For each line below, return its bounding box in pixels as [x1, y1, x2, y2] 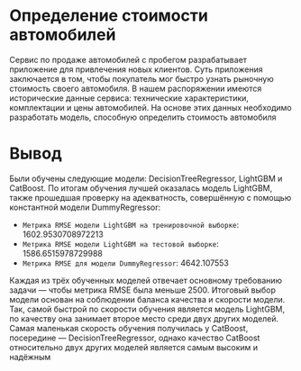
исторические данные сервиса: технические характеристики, [9, 92, 250, 104]
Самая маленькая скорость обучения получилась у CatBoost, [9, 322, 249, 333]
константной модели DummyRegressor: [9, 202, 160, 213]
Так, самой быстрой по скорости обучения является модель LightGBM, [9, 303, 286, 314]
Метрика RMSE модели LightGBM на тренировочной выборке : [22, 219, 240, 230]
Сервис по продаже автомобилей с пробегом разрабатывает [9, 54, 248, 65]
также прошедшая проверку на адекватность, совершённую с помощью [9, 192, 292, 203]
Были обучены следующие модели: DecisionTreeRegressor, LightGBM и [9, 173, 283, 184]
